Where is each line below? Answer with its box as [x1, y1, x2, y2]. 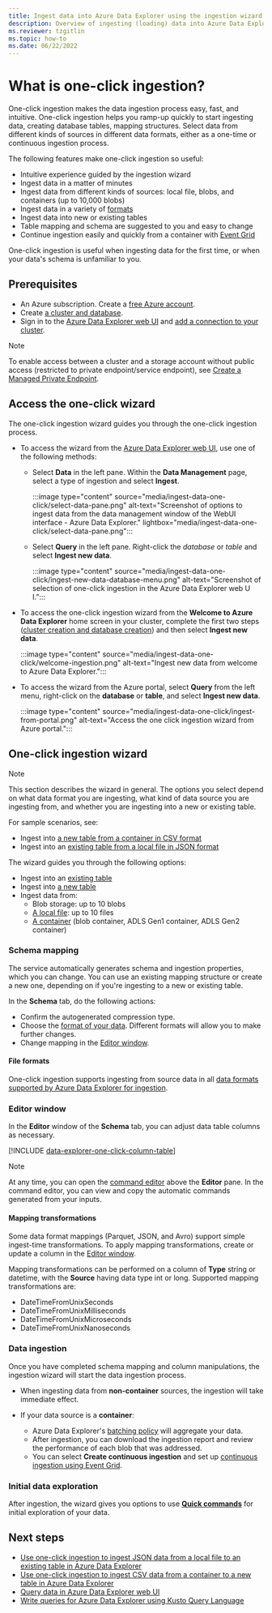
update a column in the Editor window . [8, 1248, 136, 1258]
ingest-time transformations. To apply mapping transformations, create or [8, 1239, 254, 1249]
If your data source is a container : [19, 1410, 135, 1419]
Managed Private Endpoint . [8, 374, 100, 383]
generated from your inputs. [8, 1195, 103, 1204]
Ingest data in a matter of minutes [19, 178, 133, 188]
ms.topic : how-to [8, 34, 67, 43]
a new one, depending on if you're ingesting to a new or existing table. [8, 980, 244, 990]
